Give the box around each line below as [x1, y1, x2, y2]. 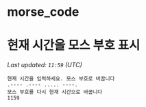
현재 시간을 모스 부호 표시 [7, 38, 141, 53]
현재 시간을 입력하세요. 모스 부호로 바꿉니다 [7, 75, 115, 82]
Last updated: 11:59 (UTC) [7, 61, 82, 69]
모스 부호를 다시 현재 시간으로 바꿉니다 [7, 88, 103, 96]
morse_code [7, 4, 80, 20]
